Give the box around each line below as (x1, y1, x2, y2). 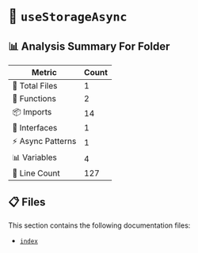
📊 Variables (12, 152, 58, 163)
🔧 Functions (12, 93, 57, 104)
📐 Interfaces (12, 123, 58, 133)
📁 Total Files (12, 81, 58, 91)
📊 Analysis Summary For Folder (8, 40, 170, 53)
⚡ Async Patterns (12, 136, 77, 146)
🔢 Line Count (12, 168, 61, 179)
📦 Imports (12, 107, 52, 117)
